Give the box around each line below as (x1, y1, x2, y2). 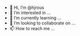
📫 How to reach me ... (9, 26, 55, 31)
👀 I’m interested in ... (9, 10, 51, 16)
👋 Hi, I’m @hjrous (9, 5, 45, 10)
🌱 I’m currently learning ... (9, 15, 62, 20)
